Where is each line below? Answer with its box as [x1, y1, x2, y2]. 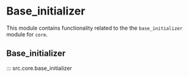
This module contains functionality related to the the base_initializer [6, 24, 183, 32]
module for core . [6, 30, 48, 38]
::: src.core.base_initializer [6, 64, 72, 72]
